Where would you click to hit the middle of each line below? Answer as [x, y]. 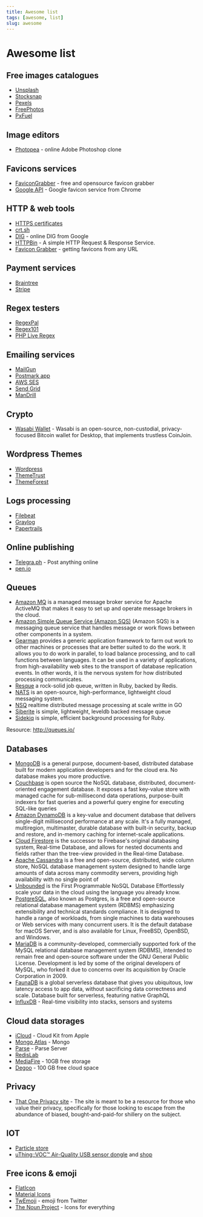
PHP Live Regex [35, 336]
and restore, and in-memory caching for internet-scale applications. [100, 834]
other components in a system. [54, 634]
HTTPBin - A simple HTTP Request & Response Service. [85, 243]
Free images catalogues [52, 75]
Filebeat [25, 515]
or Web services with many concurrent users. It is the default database [104, 925]
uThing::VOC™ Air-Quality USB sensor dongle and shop [84, 1154]
